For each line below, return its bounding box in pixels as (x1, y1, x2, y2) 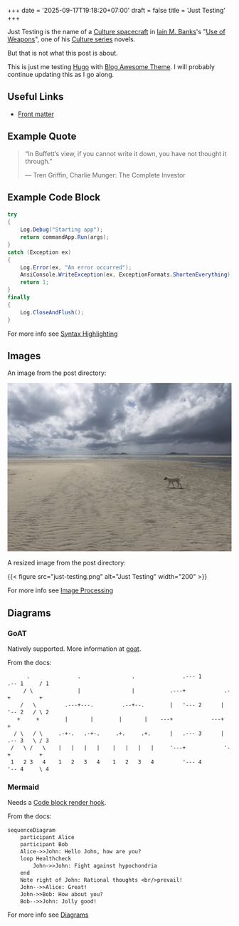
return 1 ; (20, 279, 50, 286)
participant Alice (20, 834, 75, 841)
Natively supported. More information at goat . (7, 644, 142, 653)
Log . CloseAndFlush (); (20, 309, 84, 316)
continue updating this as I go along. (7, 71, 115, 78)
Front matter (17, 110, 55, 118)
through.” (24, 157, 53, 165)
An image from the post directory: (7, 369, 107, 377)
